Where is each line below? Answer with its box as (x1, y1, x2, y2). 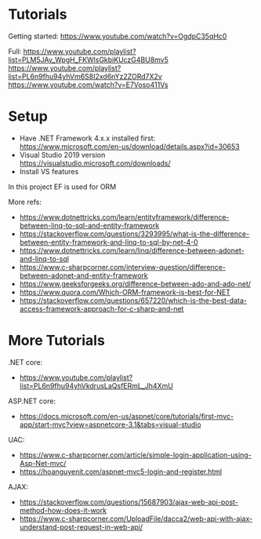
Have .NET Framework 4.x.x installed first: (19, 133, 156, 143)
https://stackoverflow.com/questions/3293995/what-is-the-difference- (19, 229, 250, 239)
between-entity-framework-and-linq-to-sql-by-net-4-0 (19, 237, 198, 246)
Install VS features (19, 166, 79, 176)
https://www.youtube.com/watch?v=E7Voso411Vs (8, 80, 169, 89)
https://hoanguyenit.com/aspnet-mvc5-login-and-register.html (19, 467, 222, 476)
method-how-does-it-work (19, 505, 107, 515)
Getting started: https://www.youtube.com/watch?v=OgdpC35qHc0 (8, 31, 227, 41)
